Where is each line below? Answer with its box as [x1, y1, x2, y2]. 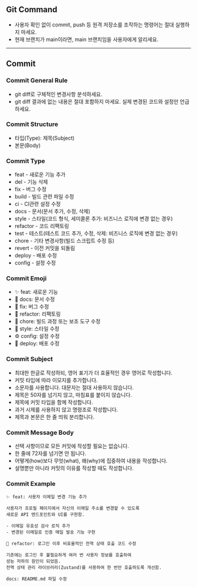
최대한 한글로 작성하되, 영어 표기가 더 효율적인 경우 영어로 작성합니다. [14, 369, 173, 376]
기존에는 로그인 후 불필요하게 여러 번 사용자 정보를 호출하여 [6, 552, 132, 558]
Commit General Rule [6, 77, 68, 85]
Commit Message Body [6, 428, 74, 436]
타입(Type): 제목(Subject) [14, 134, 75, 141]
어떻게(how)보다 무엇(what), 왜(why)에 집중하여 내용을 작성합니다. [14, 457, 168, 464]
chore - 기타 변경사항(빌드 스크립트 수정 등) [14, 237, 115, 244]
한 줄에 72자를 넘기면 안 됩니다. [14, 450, 87, 457]
